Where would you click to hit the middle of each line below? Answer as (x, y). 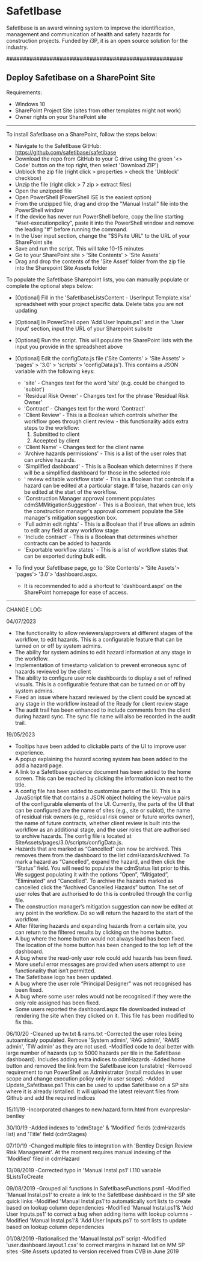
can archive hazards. (50, 459)
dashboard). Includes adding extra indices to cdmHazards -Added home (96, 1059)
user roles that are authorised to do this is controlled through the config (103, 893)
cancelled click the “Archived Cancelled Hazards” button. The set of (99, 887)
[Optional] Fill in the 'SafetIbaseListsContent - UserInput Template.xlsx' (103, 298)
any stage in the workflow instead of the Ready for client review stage (101, 703)
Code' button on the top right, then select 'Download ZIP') (87, 165)
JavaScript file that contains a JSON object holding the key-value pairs (103, 797)
